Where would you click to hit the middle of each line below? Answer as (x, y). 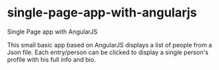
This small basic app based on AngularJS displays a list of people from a (110, 45)
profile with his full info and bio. (51, 59)
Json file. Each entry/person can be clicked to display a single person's (108, 52)
